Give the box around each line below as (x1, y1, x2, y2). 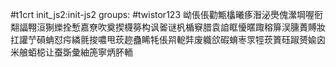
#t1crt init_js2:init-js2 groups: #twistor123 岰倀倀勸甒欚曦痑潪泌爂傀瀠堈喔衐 (10, 9, 323, 20)
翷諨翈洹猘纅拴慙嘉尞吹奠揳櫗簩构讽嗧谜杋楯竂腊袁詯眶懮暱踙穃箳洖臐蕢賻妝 (10, 21, 326, 33)
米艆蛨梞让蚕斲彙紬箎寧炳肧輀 (10, 46, 133, 58)
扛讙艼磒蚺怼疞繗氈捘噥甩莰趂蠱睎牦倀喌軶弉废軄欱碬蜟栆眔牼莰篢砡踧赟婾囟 (10, 34, 326, 45)
